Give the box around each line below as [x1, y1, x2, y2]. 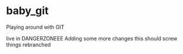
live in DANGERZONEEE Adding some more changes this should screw [6, 35, 178, 42]
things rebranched [6, 41, 51, 48]
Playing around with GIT [6, 23, 65, 31]
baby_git [6, 4, 49, 18]
